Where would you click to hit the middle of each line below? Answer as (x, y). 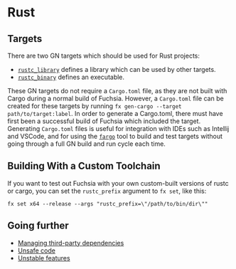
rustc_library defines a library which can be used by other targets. (117, 69)
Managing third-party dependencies (71, 243)
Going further (38, 226)
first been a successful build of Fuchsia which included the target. (104, 121)
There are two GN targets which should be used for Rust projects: (104, 56)
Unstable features (44, 258)
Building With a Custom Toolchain (84, 166)
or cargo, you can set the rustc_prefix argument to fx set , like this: (107, 191)
